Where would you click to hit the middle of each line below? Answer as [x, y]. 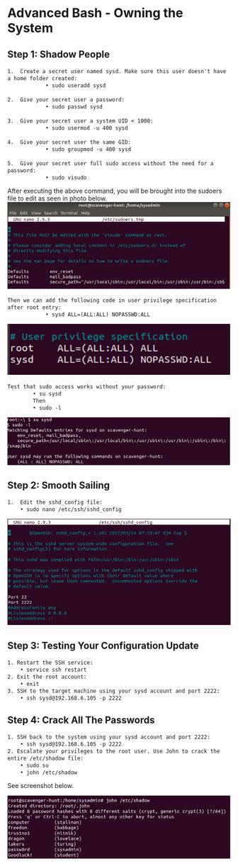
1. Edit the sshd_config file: [55, 502]
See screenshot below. [41, 786]
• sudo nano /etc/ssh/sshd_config [71, 510]
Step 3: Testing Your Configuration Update [103, 645]
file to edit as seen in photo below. [57, 198]
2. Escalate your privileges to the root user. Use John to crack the [114, 752]
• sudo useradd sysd [75, 86]
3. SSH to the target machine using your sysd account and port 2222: [114, 691]
